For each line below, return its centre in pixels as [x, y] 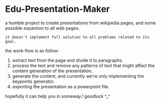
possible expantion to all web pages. [43, 28]
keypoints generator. [33, 81]
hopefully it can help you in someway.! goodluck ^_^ [58, 96]
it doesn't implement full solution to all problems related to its [77, 37]
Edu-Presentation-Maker [57, 9]
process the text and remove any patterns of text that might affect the [83, 65]
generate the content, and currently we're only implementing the [78, 76]
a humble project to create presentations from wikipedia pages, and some [80, 23]
